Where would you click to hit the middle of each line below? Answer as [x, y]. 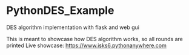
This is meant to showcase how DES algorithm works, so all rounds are [94, 39]
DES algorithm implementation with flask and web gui [73, 27]
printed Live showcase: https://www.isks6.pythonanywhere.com [86, 45]
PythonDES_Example [60, 11]
